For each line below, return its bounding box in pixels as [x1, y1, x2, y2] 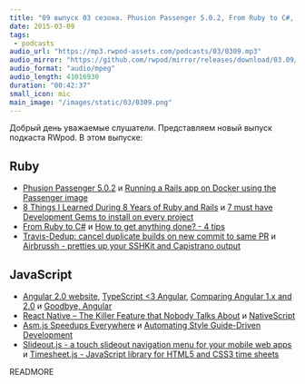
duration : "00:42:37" [9, 81, 92, 90]
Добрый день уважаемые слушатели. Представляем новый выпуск [9, 123, 272, 133]
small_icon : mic [9, 89, 71, 98]
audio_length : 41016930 [9, 73, 100, 82]
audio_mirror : [9, 55, 64, 64]
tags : [9, 30, 30, 39]
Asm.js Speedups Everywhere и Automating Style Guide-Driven [22, 320, 261, 330]
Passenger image [22, 192, 89, 203]
